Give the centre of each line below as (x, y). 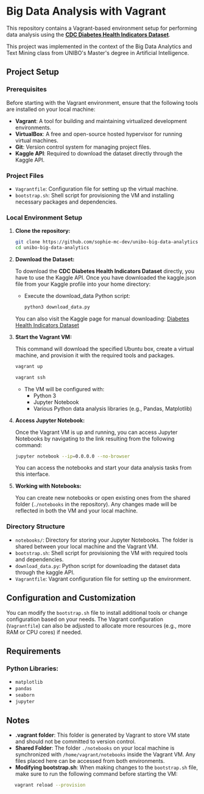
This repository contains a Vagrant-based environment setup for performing (102, 28)
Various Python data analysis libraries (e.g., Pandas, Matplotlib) (113, 408)
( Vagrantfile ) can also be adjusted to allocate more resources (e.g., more (99, 625)
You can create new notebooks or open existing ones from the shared (103, 498)
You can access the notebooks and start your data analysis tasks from (103, 468)
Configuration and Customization (71, 598)
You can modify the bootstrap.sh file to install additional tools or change (97, 612)
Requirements (33, 651)
